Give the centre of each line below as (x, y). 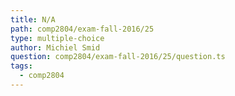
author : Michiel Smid (55, 47)
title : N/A (33, 19)
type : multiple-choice (57, 38)
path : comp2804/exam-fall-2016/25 (82, 29)
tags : (21, 66)
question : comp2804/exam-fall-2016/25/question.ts (118, 57)
